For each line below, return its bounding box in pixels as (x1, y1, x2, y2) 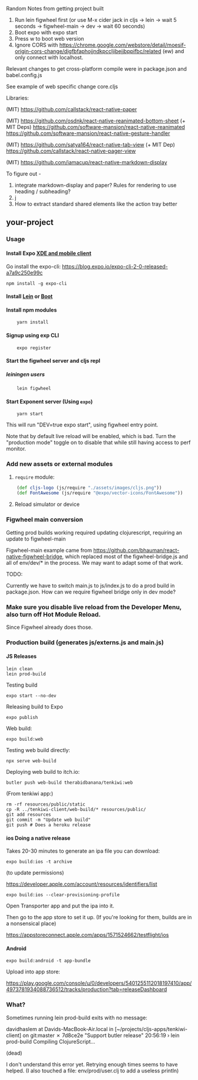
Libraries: (6, 94, 29, 101)
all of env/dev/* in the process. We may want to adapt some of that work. (6, 559, 184, 566)
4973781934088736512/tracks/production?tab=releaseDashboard (6, 986, 167, 993)
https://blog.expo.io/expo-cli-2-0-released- (61, 263, 168, 270)
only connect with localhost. (14, 54, 84, 61)
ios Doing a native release (6, 834, 71, 842)
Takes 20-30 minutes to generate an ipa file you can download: (6, 847, 160, 854)
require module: (14, 473, 55, 481)
